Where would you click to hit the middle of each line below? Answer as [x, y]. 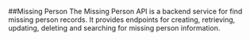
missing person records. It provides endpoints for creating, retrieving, [122, 20]
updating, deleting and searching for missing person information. [114, 28]
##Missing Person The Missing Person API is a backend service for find [125, 11]
